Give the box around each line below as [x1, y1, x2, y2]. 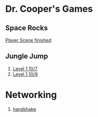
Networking [5, 89, 57, 101]
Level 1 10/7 [12, 65, 37, 72]
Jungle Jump [5, 52, 48, 61]
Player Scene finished [5, 37, 52, 43]
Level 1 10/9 [12, 71, 38, 77]
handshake [12, 106, 36, 112]
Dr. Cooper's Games [5, 3, 93, 15]
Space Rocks [5, 24, 48, 32]
